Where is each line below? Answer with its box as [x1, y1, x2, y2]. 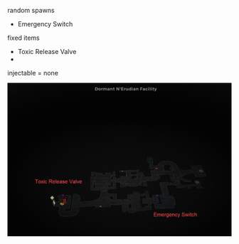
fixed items [7, 33, 41, 42]
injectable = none [7, 69, 59, 77]
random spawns [7, 6, 55, 14]
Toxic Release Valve [17, 48, 77, 55]
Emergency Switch [17, 20, 73, 28]
